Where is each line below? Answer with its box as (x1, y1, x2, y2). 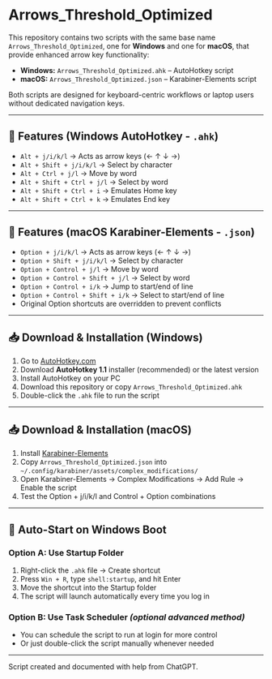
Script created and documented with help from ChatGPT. (8, 662, 198, 672)
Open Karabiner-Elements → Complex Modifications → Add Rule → (19, 475, 244, 484)
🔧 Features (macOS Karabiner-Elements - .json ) (8, 226, 255, 239)
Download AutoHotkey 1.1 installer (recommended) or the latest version (19, 365, 259, 375)
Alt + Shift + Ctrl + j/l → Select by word (19, 177, 168, 187)
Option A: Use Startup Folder (8, 547, 124, 558)
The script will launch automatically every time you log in (19, 591, 210, 601)
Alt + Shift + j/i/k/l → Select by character (19, 160, 172, 170)
